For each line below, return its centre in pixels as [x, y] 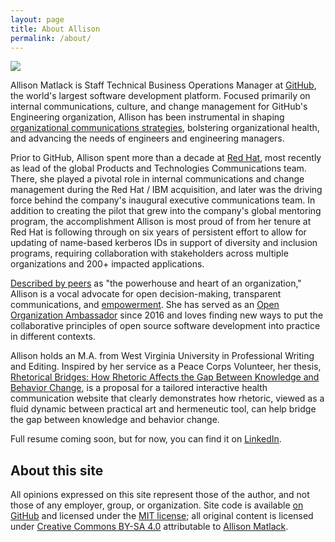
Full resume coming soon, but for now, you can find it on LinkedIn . [146, 439]
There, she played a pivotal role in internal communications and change [157, 179]
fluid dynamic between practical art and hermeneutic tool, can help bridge [163, 409]
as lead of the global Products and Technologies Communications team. [158, 168]
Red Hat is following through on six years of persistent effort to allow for [158, 232]
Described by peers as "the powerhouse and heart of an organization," [156, 283]
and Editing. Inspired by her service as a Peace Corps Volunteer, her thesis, [166, 367]
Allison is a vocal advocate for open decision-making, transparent [146, 294]
